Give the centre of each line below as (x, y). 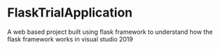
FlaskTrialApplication (70, 13)
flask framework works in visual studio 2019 (70, 39)
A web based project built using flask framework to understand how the (110, 32)
